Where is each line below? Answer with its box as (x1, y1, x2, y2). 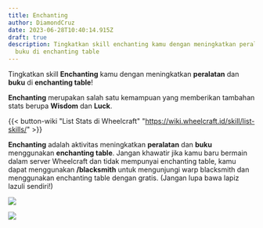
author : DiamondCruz (8, 19, 76, 27)
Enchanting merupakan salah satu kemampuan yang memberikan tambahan (8, 93, 255, 102)
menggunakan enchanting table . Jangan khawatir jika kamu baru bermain (8, 148, 248, 157)
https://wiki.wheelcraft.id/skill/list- (145, 117, 255, 125)
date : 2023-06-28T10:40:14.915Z (8, 26, 113, 34)
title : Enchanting (8, 11, 68, 20)
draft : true (8, 33, 47, 42)
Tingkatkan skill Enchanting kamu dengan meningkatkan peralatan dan (8, 70, 240, 78)
